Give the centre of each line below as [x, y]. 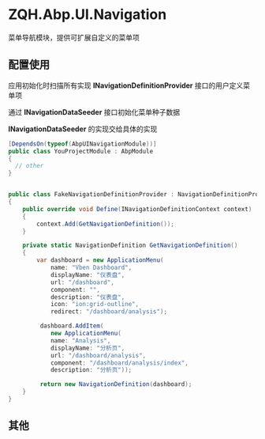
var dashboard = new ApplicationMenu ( [100, 260]
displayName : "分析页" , [88, 348]
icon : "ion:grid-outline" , [95, 305]
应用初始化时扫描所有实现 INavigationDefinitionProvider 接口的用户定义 [126, 85]
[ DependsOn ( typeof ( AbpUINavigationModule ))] [82, 144]
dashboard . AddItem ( [72, 326]
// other [30, 166]
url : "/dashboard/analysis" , [98, 355]
